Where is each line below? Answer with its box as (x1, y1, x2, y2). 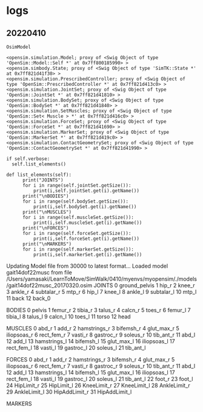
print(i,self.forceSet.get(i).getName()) (33, 236, 139, 242)
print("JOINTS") (22, 177, 64, 183)
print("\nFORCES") (22, 225, 69, 231)
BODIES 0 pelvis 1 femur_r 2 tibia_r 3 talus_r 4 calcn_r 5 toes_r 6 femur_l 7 (6, 307, 191, 313)
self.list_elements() (12, 161, 67, 167)
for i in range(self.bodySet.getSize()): (22, 198, 129, 204)
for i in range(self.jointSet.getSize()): (22, 183, 131, 189)
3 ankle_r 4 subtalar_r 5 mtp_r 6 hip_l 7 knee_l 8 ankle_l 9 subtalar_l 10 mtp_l (6, 288, 197, 295)
